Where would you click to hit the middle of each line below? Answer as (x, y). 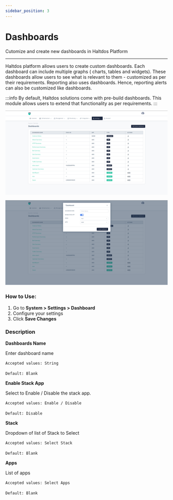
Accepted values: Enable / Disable (44, 403)
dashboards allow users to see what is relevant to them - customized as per (86, 77)
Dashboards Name (26, 343)
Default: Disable (24, 413)
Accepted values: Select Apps (38, 483)
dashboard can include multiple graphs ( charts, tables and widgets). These (86, 72)
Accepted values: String (32, 363)
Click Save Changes (34, 318)
